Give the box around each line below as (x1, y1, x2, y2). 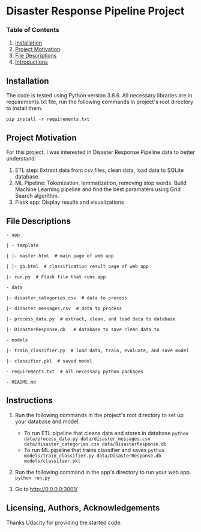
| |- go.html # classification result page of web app (6, 263, 149, 269)
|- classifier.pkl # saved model (6, 358, 93, 364)
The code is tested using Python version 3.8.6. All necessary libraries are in (6, 92, 193, 99)
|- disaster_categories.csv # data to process (6, 295, 128, 301)
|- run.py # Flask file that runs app (6, 274, 106, 280)
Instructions (6, 396, 53, 406)
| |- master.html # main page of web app (6, 252, 114, 259)
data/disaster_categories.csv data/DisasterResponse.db (23, 441, 167, 447)
